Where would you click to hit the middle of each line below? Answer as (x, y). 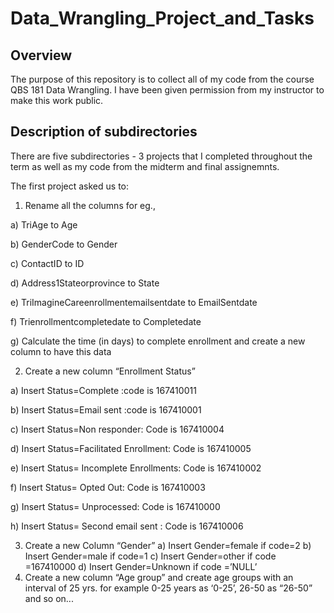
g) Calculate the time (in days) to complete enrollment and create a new (158, 341)
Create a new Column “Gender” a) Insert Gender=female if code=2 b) (168, 545)
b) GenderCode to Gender (64, 244)
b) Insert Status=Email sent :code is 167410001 (106, 409)
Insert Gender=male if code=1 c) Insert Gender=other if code (150, 556)
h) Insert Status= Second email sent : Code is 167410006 (127, 526)
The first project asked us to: (70, 186)
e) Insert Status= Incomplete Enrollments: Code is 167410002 (136, 468)
